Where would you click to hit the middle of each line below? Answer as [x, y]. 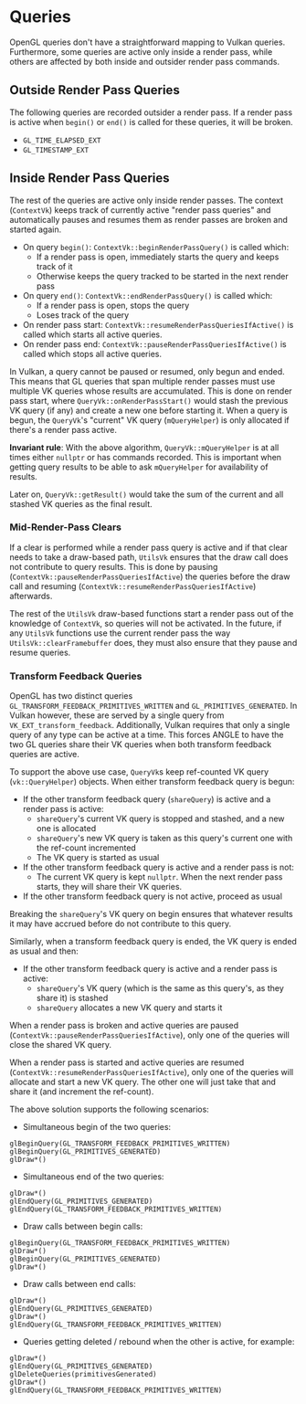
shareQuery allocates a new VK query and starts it [129, 1008]
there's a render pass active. [63, 429]
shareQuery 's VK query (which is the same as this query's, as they [160, 988]
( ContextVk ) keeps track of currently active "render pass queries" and [140, 210]
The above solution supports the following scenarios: [110, 1109]
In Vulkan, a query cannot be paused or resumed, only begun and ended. [147, 371]
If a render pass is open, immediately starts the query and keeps [158, 257]
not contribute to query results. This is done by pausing [114, 566]
